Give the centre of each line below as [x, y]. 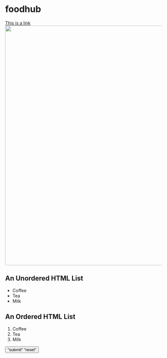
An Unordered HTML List [44, 278]
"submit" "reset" [22, 350]
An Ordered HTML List [40, 317]
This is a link [18, 23]
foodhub [23, 9]
